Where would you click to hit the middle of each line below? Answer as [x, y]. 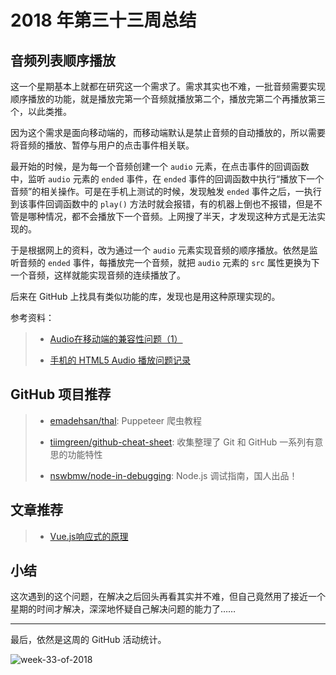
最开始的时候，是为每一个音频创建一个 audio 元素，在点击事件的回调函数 [160, 166]
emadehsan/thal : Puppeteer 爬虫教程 [126, 420]
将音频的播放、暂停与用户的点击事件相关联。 [102, 145]
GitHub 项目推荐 [61, 394]
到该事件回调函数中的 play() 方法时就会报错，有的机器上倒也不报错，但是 [162, 204]
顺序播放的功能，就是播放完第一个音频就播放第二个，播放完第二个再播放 [159, 99]
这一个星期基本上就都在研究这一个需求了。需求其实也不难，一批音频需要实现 [168, 86]
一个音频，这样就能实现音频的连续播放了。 [98, 275]
